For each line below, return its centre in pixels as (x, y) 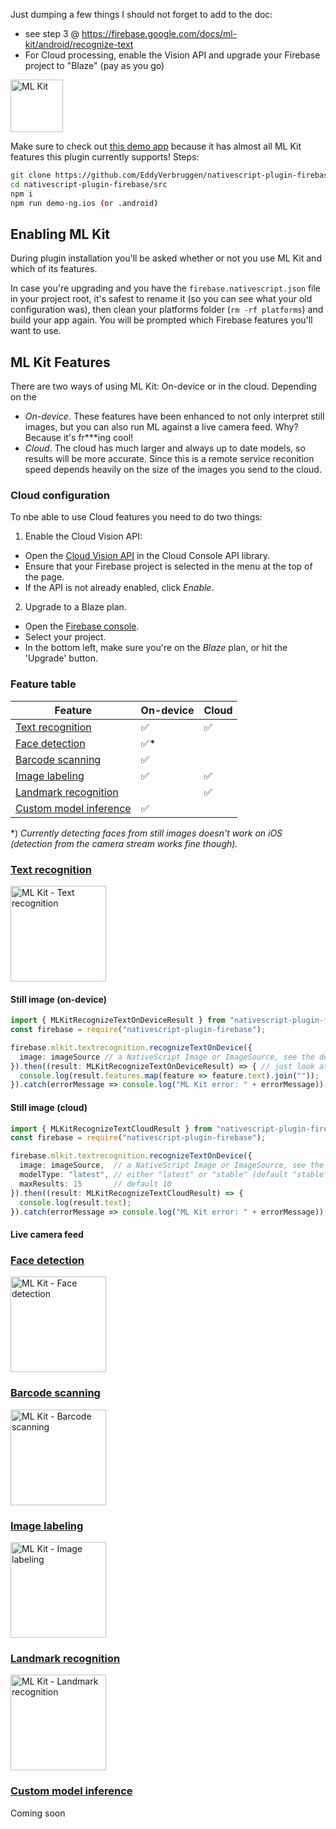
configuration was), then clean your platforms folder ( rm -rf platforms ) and (167, 310)
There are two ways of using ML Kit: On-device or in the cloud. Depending (163, 386)
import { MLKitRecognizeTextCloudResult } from (111, 1129)
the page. (44, 577)
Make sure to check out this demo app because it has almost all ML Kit (156, 146)
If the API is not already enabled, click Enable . (119, 588)
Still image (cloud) (49, 1107)
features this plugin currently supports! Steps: (105, 157)
